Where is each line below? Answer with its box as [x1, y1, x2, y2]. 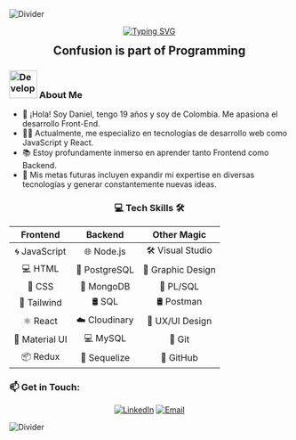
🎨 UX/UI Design [146, 315, 212, 328]
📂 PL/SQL [159, 280, 200, 292]
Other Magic [152, 228, 207, 240]
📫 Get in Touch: [9, 380, 81, 393]
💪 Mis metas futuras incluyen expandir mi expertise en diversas [21, 169, 255, 181]
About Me [38, 88, 83, 101]
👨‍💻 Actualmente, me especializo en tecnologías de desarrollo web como [21, 128, 287, 139]
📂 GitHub [160, 352, 198, 364]
